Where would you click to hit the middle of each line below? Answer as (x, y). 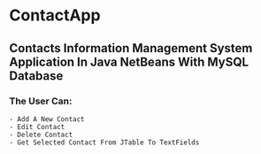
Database (36, 76)
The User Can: (41, 101)
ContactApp (55, 15)
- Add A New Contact (47, 119)
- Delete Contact (41, 135)
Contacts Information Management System (131, 48)
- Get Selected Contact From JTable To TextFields (104, 142)
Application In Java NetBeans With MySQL (129, 62)
